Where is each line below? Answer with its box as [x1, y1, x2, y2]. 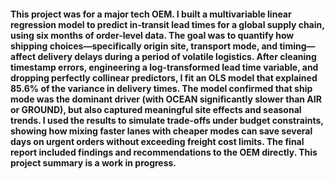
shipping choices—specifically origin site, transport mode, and [10, 40, 278, 52]
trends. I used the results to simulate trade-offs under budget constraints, [10, 114, 324, 126]
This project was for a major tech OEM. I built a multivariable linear [10, 8, 292, 20]
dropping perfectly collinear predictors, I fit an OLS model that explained [10, 71, 318, 84]
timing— [279, 40, 316, 52]
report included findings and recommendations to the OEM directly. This [10, 146, 318, 158]
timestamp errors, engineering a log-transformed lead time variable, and [10, 61, 319, 73]
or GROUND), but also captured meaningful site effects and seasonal [10, 103, 302, 115]
